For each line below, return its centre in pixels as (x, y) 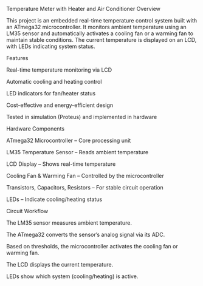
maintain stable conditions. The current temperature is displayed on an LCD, (101, 40)
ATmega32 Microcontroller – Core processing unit (69, 140)
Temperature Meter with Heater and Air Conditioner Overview (84, 9)
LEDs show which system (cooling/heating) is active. (72, 276)
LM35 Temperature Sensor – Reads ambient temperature (77, 152)
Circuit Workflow (27, 211)
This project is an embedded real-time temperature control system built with (102, 20)
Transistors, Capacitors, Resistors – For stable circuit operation (85, 187)
